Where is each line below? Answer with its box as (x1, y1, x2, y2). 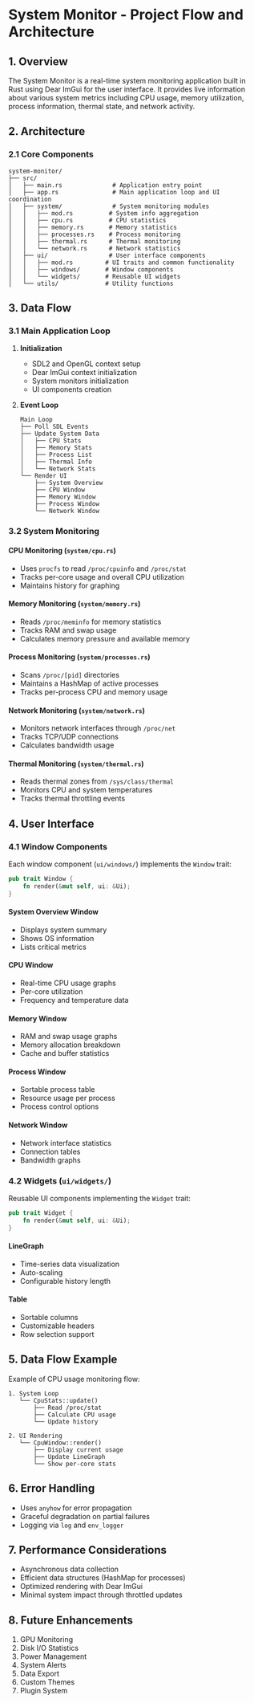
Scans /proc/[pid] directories (19, 670, 120, 679)
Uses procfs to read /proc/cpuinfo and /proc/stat (19, 564, 187, 573)
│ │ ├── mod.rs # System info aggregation (8, 209, 199, 218)
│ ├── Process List (19, 451, 92, 459)
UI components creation (31, 385, 112, 394)
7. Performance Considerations (8, 1543, 167, 1557)
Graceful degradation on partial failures (19, 1511, 151, 1521)
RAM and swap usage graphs (19, 1032, 118, 1041)
